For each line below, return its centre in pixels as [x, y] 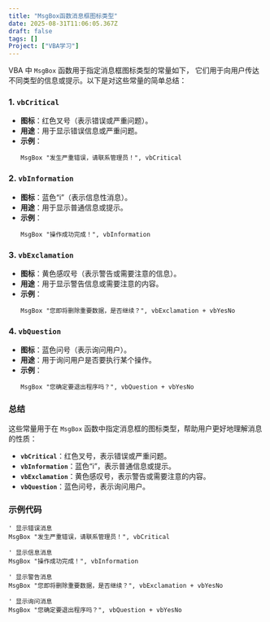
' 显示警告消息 [30, 577]
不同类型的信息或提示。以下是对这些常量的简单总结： [98, 80]
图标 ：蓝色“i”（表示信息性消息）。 [76, 197]
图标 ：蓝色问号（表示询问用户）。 [76, 350]
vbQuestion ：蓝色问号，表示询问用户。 [85, 486]
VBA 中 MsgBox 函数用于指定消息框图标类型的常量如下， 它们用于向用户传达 [134, 71]
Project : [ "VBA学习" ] [44, 46]
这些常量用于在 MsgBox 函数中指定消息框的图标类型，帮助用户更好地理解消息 [135, 428]
